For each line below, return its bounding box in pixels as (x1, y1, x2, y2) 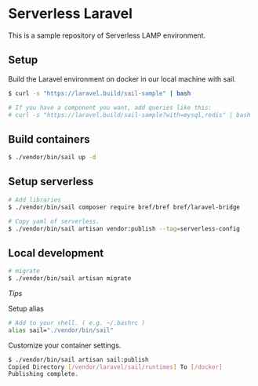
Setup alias (8, 304, 45, 313)
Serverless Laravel (8, 5, 133, 23)
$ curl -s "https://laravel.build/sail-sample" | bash (8, 89, 191, 97)
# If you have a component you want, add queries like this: (8, 104, 213, 111)
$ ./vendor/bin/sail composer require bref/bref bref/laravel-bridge (8, 203, 241, 211)
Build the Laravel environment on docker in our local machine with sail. (8, 74, 237, 83)
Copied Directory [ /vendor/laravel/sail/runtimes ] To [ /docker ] (8, 362, 223, 371)
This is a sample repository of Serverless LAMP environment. (8, 31, 206, 40)
